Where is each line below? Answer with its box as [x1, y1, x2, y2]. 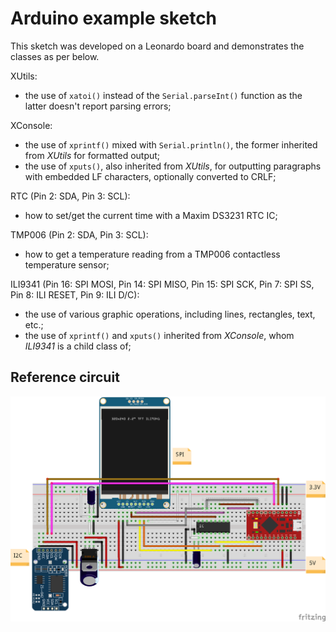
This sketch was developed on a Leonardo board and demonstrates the [10, 40, 305, 52]
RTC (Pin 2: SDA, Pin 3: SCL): [10, 190, 131, 202]
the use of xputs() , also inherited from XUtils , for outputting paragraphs [24, 160, 322, 172]
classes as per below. [10, 50, 100, 62]
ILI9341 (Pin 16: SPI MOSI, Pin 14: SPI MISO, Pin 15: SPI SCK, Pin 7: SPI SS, [10, 278, 315, 290]
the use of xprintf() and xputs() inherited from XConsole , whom [24, 329, 295, 341]
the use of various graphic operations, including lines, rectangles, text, [24, 308, 316, 320]
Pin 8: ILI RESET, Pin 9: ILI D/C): [10, 288, 140, 301]
